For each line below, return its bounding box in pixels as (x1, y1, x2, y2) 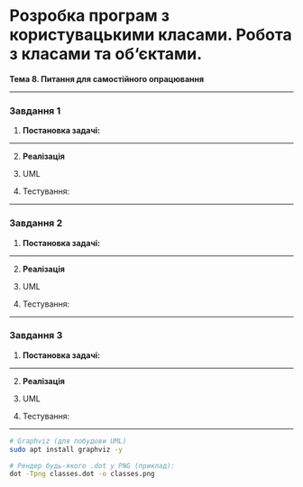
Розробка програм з (9, 5, 170, 26)
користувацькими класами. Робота (9, 24, 293, 45)
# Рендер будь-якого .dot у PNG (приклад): (9, 461, 176, 470)
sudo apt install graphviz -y (9, 445, 124, 454)
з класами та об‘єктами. (9, 44, 203, 64)
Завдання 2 (9, 217, 63, 230)
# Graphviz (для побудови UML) (9, 436, 127, 446)
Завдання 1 (9, 105, 61, 117)
